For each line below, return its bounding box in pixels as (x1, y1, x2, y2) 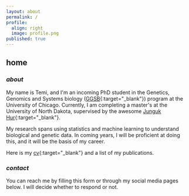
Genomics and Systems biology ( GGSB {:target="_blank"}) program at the (6, 95, 184, 102)
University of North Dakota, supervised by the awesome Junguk (6, 107, 161, 115)
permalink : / (6, 14, 38, 20)
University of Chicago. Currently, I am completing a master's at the (6, 101, 168, 108)
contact (6, 164, 29, 172)
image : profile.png (11, 31, 59, 36)
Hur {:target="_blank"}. (6, 114, 60, 121)
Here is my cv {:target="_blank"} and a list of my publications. (6, 149, 154, 156)
